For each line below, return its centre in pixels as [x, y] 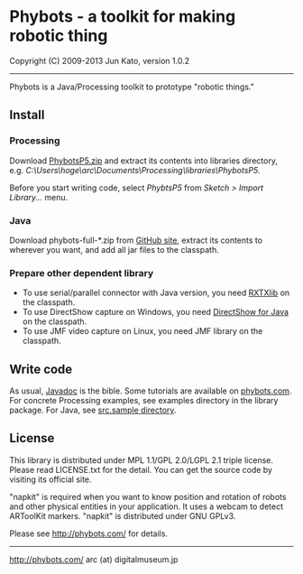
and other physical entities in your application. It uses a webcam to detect [147, 506]
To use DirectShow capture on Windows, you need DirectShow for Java [156, 312]
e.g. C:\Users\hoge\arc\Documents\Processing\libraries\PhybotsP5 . [135, 170]
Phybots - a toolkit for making [123, 17]
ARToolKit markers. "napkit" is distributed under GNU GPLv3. [123, 515]
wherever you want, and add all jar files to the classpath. [114, 249]
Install [27, 115]
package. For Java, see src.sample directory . [93, 410]
